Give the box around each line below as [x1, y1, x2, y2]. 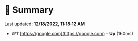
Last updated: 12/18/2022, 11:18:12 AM [4, 21, 85, 27]
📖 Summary [4, 4, 54, 16]
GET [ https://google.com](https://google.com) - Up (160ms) [11, 30, 133, 36]
